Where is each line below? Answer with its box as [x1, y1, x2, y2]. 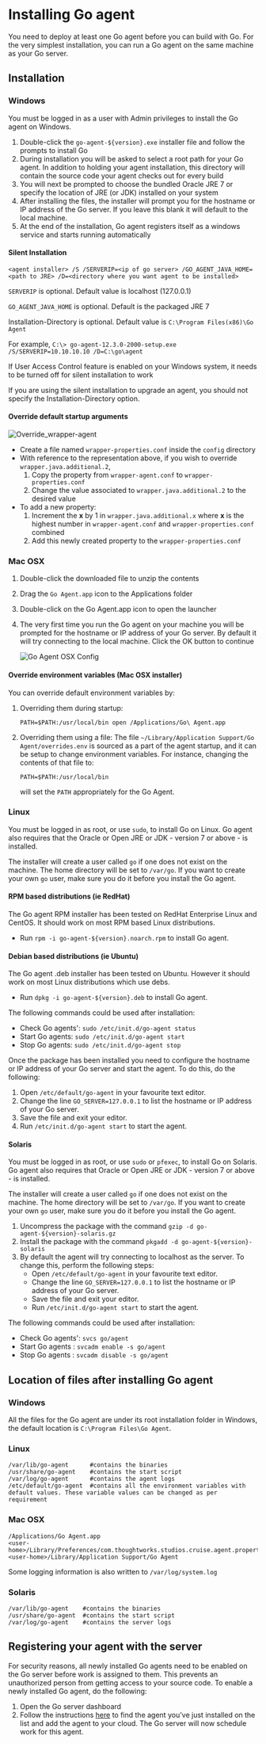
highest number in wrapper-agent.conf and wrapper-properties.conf [31, 519, 255, 529]
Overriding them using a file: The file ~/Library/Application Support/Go [19, 732, 255, 742]
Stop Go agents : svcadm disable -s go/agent [19, 1350, 169, 1360]
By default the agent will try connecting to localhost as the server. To [19, 1252, 245, 1261]
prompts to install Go [19, 145, 89, 155]
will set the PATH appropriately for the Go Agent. [19, 787, 175, 796]
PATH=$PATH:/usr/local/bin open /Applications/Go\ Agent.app [19, 719, 226, 727]
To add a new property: [19, 502, 97, 512]
